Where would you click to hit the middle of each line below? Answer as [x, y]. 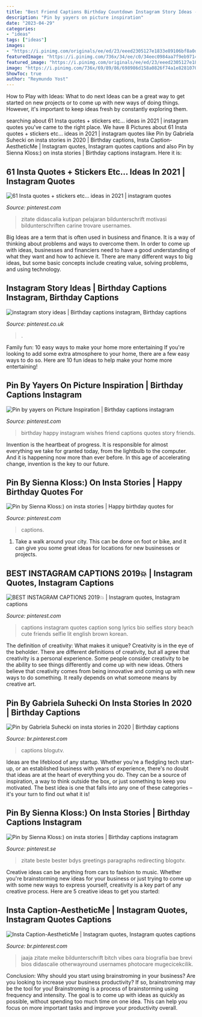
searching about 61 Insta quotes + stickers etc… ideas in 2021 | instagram [97, 121]
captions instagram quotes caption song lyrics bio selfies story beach [107, 627]
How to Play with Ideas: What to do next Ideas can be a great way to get [96, 97]
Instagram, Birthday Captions [63, 298]
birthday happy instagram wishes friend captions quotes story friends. [108, 432]
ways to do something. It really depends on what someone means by [92, 678]
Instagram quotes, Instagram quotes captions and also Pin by [118, 147]
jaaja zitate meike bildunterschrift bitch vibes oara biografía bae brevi [106, 957]
